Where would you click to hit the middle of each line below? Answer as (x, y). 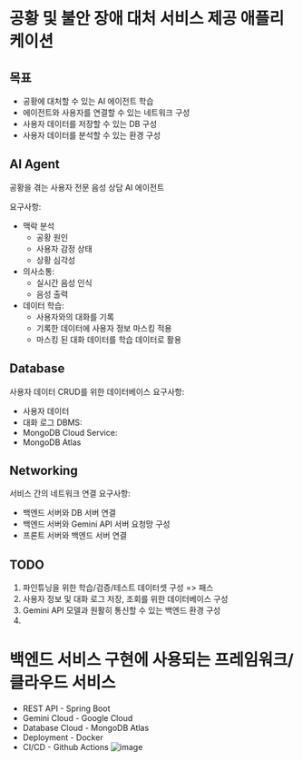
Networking (44, 471)
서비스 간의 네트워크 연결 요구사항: (70, 494)
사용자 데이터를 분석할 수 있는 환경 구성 (92, 135)
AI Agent (35, 164)
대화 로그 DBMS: (53, 422)
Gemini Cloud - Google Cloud (78, 718)
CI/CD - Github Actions (65, 747)
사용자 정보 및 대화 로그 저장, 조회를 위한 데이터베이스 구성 (125, 599)
